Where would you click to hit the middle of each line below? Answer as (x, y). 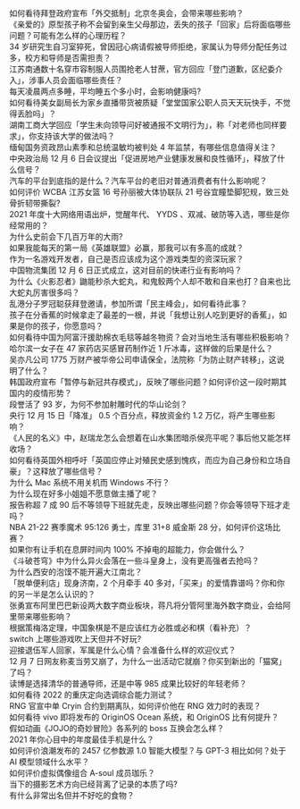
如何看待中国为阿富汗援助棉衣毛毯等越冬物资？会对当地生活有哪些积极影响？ (150, 337)
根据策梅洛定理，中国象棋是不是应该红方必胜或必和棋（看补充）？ (130, 628)
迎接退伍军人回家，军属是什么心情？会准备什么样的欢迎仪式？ (123, 650)
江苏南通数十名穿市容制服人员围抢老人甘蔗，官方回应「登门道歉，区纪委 (142, 69)
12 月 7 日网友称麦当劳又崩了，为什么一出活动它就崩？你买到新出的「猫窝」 (148, 661)
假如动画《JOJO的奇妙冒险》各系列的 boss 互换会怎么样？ (117, 728)
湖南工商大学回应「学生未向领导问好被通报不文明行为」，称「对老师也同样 (144, 125)
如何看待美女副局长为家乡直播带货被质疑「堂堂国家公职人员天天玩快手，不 (146, 102)
